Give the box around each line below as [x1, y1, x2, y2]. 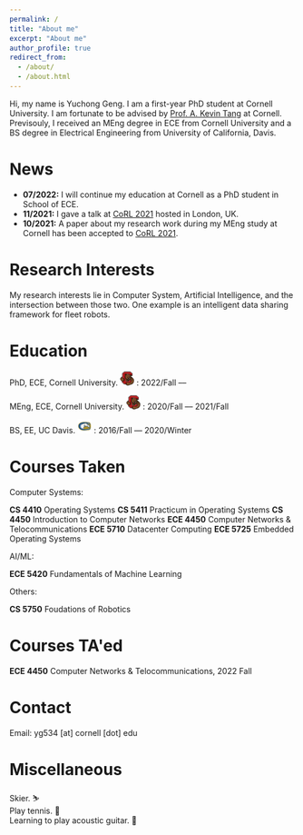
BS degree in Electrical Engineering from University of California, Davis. [9, 127, 277, 138]
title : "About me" [9, 24, 79, 34]
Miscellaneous [9, 759, 122, 780]
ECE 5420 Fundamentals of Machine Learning [9, 568, 182, 579]
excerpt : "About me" [9, 34, 88, 43]
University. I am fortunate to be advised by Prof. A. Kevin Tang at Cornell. [9, 107, 283, 118]
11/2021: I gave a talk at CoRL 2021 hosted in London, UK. [22, 208, 239, 219]
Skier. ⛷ [9, 793, 40, 804]
